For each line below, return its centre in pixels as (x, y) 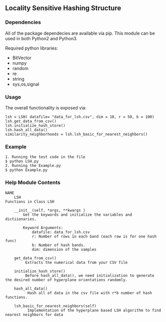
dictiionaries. (21, 219)
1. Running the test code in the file (45, 157)
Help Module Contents (33, 182)
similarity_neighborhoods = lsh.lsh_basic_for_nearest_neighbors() (77, 134)
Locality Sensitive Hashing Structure (63, 8)
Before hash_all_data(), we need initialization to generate (90, 275)
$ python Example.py (27, 170)
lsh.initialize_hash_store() (35, 125)
